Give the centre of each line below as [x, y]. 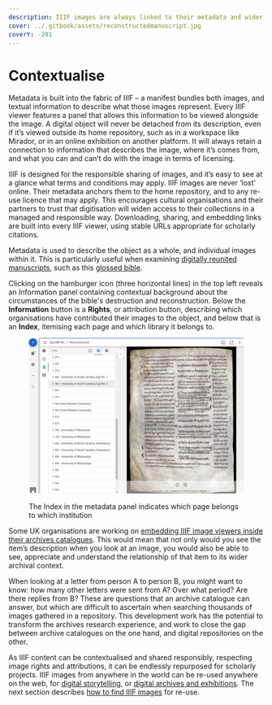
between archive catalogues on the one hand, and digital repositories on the [136, 633]
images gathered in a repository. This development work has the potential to [136, 616]
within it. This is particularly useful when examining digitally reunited [123, 259]
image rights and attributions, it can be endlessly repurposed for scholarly [132, 666]
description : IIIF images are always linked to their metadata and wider [136, 17]
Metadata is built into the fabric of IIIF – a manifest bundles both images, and [136, 98]
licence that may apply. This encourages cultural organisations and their [143, 200]
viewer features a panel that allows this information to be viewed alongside [134, 115]
